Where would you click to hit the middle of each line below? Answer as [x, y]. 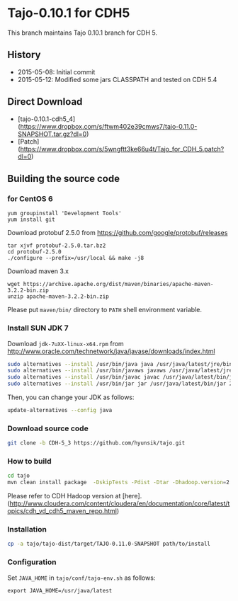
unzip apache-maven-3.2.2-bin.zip [58, 297]
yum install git [31, 220]
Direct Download [45, 102]
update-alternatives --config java [60, 411]
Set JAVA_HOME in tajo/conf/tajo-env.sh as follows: [81, 578]
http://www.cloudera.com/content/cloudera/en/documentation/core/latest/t [120, 503]
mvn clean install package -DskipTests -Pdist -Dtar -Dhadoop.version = [117, 483]
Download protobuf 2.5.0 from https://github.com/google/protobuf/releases [118, 233]
